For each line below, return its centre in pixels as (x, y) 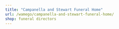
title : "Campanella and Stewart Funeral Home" (54, 10)
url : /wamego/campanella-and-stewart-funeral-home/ (59, 14)
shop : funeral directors (31, 19)
